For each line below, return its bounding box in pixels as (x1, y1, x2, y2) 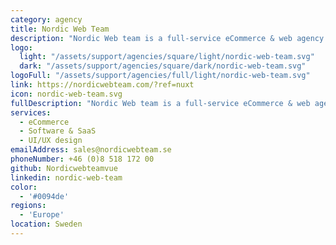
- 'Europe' (19, 210, 65, 220)
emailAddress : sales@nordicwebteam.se (10, 145, 172, 155)
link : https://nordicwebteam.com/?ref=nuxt (10, 80, 195, 90)
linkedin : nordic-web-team (10, 172, 123, 183)
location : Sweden (10, 219, 83, 230)
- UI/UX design (19, 136, 83, 146)
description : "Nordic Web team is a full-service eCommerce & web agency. (10, 33, 329, 43)
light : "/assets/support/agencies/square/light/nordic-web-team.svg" (19, 52, 315, 62)
